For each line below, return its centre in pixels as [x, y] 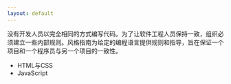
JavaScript [32, 73]
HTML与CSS [35, 65]
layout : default [30, 13]
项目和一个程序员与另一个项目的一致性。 [64, 51]
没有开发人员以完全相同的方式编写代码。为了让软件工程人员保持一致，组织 [112, 33]
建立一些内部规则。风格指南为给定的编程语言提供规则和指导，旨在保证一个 [118, 42]
